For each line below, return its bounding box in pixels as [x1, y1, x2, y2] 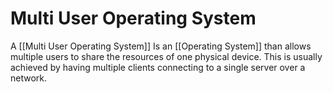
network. [10, 72, 48, 84]
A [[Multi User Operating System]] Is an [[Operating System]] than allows [10, 40, 312, 52]
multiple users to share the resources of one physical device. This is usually [10, 50, 323, 62]
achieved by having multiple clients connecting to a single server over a [10, 61, 306, 73]
